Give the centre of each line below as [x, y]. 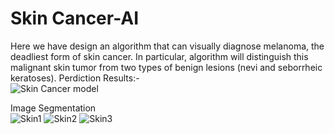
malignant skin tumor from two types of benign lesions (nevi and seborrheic [166, 67]
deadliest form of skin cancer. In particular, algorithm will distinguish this [159, 56]
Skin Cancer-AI [75, 18]
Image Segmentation [53, 108]
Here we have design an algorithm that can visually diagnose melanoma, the [167, 46]
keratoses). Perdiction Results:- [75, 78]
